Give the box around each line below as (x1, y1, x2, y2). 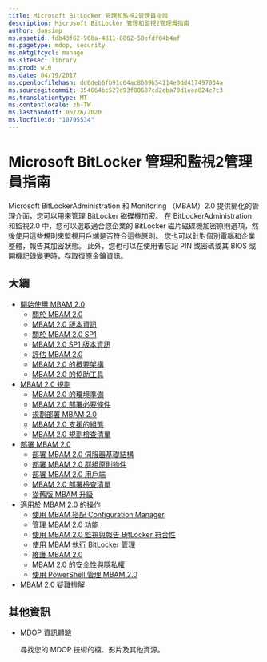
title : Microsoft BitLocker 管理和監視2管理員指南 (8, 11, 169, 20)
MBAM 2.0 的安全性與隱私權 (31, 560, 126, 569)
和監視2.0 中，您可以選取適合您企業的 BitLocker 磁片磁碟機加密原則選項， (8, 221, 253, 231)
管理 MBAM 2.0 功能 (31, 520, 99, 529)
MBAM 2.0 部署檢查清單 (31, 479, 111, 489)
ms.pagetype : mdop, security (8, 42, 106, 50)
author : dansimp (8, 26, 62, 34)
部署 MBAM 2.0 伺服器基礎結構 (31, 449, 134, 459)
